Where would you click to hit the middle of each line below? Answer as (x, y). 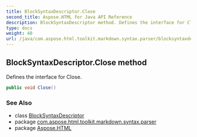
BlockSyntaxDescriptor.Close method (77, 63)
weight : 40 (19, 34)
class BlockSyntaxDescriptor (49, 115)
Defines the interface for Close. (44, 76)
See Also (19, 102)
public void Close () (31, 88)
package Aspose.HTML (43, 128)
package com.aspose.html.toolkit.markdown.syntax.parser (85, 122)
